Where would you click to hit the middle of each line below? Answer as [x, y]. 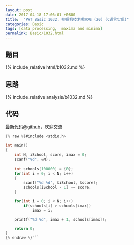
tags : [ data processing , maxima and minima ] [54, 29]
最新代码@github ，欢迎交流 [34, 127]
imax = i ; [42, 210]
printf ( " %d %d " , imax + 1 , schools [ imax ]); [61, 219]
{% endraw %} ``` [22, 238]
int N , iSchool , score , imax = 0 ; [50, 155]
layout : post [19, 10]
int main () [17, 146]
